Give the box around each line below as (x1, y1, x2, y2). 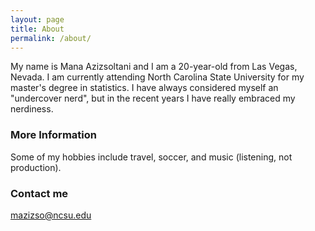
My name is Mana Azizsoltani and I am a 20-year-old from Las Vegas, (10, 61, 298, 73)
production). (10, 161, 62, 173)
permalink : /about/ (10, 33, 92, 43)
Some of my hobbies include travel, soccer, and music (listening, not (10, 151, 293, 163)
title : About (10, 24, 65, 34)
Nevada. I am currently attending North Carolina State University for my (10, 71, 305, 83)
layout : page (10, 14, 65, 25)
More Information (10, 128, 97, 142)
